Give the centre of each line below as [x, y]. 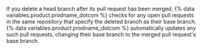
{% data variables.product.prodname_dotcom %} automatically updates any [101, 28]
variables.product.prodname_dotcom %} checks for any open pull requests [100, 15]
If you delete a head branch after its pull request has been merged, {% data [101, 9]
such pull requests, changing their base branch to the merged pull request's [101, 34]
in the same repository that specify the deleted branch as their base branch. [101, 21]
